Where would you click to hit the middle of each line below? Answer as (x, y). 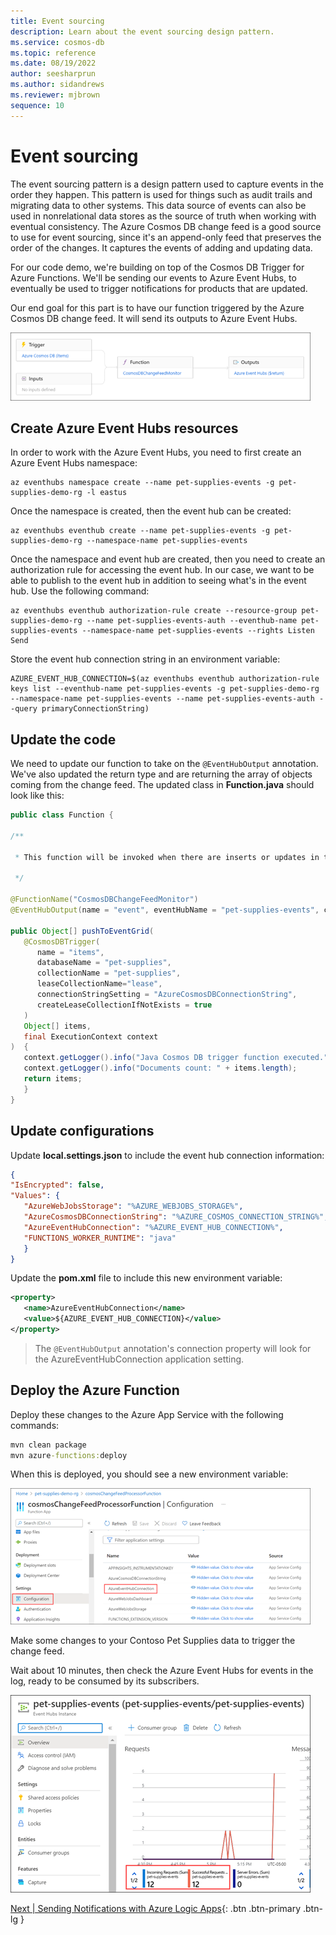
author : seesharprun (53, 74)
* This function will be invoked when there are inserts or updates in (167, 857)
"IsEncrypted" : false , (57, 1185)
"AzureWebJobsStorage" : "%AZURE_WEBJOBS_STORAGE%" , (133, 1206)
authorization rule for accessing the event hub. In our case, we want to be (162, 570)
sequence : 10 (37, 105)
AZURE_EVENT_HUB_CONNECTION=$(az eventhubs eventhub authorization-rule (165, 679)
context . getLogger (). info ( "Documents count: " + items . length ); (160, 1068)
